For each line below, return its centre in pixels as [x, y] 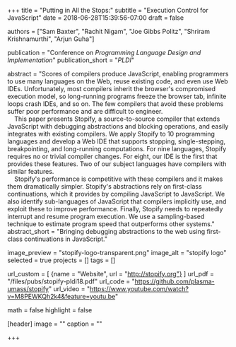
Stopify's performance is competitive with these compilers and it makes [118, 179]
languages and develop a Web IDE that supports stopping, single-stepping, [117, 141]
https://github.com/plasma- [175, 281]
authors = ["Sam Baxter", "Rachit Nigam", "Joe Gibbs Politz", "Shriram [109, 31]
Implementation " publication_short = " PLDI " [71, 60]
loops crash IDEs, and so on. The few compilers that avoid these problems [116, 104]
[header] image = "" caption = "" [55, 324]
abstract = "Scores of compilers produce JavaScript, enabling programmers [118, 74]
